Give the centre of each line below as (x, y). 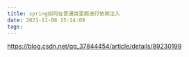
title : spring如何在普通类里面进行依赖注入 (64, 14)
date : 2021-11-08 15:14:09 (46, 20)
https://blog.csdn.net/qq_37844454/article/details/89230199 (94, 47)
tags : (15, 26)
